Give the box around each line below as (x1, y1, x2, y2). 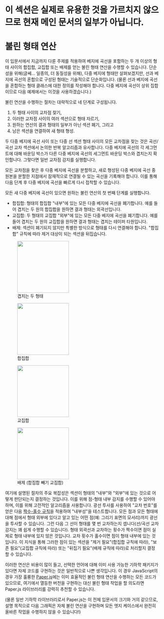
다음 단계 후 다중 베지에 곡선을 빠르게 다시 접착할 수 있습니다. (5, 179, 121, 185)
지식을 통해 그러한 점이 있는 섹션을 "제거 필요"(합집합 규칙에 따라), (24, 539, 150, 545)
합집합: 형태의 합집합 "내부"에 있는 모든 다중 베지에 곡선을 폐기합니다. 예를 (12, 200, 153, 206)
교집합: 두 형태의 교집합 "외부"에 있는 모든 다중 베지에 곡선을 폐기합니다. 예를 (12, 213, 158, 219)
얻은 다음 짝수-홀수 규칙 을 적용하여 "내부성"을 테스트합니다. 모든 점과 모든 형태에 (5, 508, 158, 515)
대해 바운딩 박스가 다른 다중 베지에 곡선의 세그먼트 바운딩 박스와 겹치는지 (14, 150, 152, 157)
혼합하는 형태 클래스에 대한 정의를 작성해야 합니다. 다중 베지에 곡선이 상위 (10, 83, 150, 89)
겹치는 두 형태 (17, 293, 44, 299)
